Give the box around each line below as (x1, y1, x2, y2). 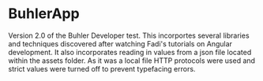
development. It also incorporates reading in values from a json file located (8, 47, 252, 57)
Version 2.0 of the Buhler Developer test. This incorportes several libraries (8, 31, 250, 40)
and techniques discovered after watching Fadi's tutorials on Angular (8, 39, 233, 48)
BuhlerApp (8, 5, 81, 23)
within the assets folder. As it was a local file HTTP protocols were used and (8, 56, 255, 65)
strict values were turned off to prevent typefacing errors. (8, 64, 196, 73)
